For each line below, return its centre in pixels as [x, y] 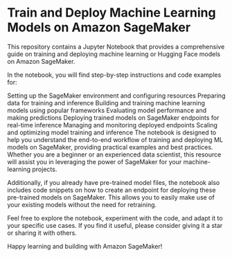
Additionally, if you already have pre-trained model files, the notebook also [114, 182]
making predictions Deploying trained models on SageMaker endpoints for [113, 117]
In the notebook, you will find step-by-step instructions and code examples [114, 75]
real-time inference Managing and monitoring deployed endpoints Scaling [113, 125]
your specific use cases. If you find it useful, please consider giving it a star [115, 225]
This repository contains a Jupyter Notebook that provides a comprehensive [116, 46]
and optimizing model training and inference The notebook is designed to [112, 132]
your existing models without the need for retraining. [82, 204]
